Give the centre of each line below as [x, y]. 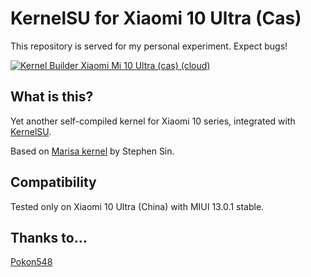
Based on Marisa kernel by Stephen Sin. [92, 151]
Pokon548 [31, 262]
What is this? [52, 97]
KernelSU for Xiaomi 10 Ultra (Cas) [156, 18]
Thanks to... [49, 237]
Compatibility [53, 182]
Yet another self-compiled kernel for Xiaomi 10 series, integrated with [153, 121]
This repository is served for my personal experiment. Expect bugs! [149, 46]
